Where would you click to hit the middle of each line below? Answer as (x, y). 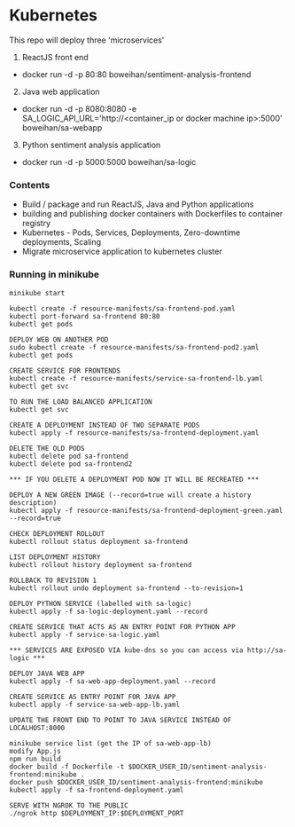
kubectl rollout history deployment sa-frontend (101, 564)
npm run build (35, 759)
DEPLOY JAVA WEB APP (47, 673)
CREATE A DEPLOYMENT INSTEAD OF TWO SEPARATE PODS (105, 425)
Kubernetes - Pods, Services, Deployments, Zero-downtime (131, 232)
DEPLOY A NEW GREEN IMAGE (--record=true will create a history (130, 495)
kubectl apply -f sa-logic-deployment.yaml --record (109, 611)
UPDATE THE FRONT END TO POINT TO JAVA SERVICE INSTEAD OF (120, 720)
